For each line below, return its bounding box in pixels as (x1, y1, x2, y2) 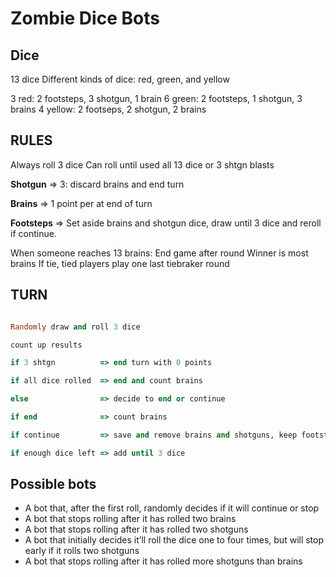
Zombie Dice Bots (10, 7, 160, 30)
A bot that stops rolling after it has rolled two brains (24, 513, 237, 525)
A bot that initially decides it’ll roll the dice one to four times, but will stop (24, 534, 325, 546)
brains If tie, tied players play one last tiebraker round (10, 257, 230, 269)
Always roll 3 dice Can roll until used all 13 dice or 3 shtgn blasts (10, 158, 275, 171)
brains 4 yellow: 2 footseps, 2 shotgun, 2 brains (10, 103, 207, 115)
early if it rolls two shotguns (24, 545, 140, 557)
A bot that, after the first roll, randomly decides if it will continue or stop (24, 502, 320, 514)
